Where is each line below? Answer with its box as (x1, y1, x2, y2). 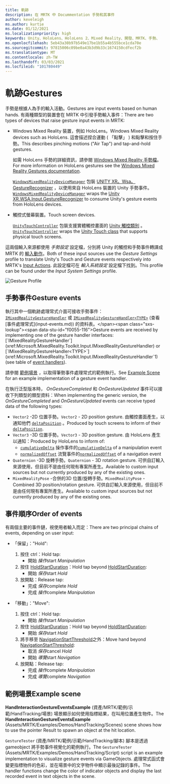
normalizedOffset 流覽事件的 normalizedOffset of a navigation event (20, 451, 161, 457)
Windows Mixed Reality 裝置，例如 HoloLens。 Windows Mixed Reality (12, 128, 159, 134)
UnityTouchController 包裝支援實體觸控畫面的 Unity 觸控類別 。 (12, 223, 145, 229)
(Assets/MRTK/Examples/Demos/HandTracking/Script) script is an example (5, 749, 163, 756)
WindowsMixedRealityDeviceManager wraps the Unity (12, 191, 120, 197)
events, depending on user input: (5, 529, 74, 536)
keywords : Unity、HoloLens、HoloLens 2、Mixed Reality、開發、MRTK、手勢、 (5, 36, 160, 41)
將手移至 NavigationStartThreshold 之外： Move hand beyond (20, 636, 146, 642)
